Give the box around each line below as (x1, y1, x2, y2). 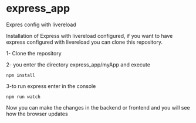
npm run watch (6, 94, 41, 100)
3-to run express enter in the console (6, 82, 96, 89)
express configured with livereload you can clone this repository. (6, 38, 163, 45)
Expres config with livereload (6, 21, 76, 28)
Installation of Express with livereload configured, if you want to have (6, 32, 173, 39)
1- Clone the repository (6, 50, 62, 57)
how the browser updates (6, 110, 69, 117)
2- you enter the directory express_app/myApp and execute (6, 61, 151, 68)
